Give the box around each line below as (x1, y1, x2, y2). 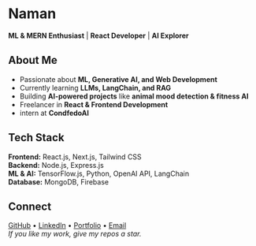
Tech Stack (8, 131, 65, 144)
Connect (8, 199, 52, 213)
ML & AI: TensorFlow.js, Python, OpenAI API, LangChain (8, 169, 190, 178)
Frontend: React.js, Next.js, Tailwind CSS (8, 151, 142, 162)
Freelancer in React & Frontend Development (19, 99, 169, 109)
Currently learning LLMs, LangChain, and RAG (19, 83, 172, 92)
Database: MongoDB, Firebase (8, 177, 109, 186)
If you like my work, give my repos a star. (8, 229, 142, 239)
